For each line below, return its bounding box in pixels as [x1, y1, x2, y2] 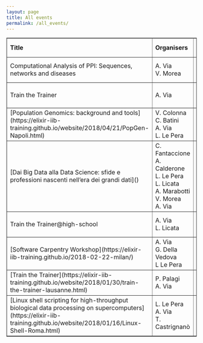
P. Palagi [155, 275, 180, 283]
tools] [124, 108, 141, 117]
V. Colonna [155, 108, 187, 117]
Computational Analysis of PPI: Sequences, [10, 62, 133, 70]
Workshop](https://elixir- [69, 245, 142, 254]
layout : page [6, 8, 39, 15]
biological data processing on [10, 304, 94, 312]
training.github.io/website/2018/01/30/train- [10, 278, 139, 287]
